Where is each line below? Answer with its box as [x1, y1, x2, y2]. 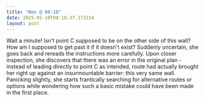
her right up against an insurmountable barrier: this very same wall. [6, 70, 176, 77]
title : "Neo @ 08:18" [6, 9, 62, 15]
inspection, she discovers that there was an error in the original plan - [6, 56, 182, 64]
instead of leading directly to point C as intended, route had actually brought [6, 63, 199, 70]
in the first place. [6, 89, 49, 97]
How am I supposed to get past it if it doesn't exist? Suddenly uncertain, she [6, 43, 199, 51]
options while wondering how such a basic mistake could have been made [6, 82, 194, 90]
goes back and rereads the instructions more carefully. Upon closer [6, 50, 177, 57]
